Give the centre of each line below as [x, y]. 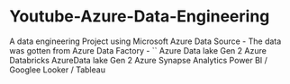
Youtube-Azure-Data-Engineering [140, 17]
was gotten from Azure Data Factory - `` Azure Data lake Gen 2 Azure [138, 50]
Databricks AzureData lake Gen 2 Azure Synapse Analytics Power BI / [139, 60]
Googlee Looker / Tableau [58, 70]
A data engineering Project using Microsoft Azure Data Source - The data [145, 41]
